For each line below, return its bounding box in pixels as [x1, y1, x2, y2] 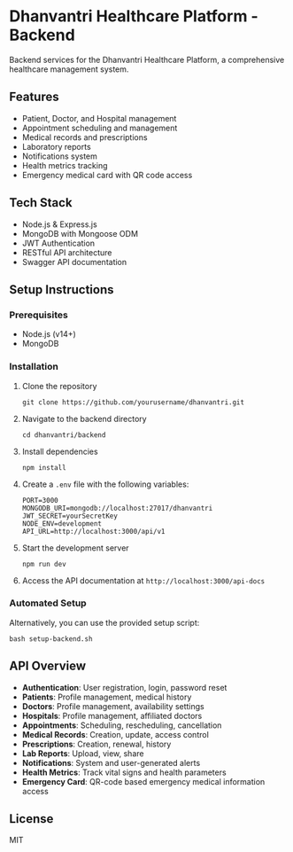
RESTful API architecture [21, 246, 112, 258]
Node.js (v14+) [21, 329, 77, 340]
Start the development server [21, 543, 130, 553]
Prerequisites [9, 309, 68, 321]
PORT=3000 [21, 496, 59, 504]
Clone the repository [21, 380, 97, 391]
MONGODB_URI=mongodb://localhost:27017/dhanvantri [21, 504, 213, 512]
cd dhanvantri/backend [21, 430, 106, 440]
